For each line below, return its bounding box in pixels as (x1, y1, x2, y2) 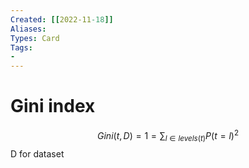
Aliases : (10, 24, 47, 34)
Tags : (10, 42, 33, 53)
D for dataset (10, 147, 65, 160)
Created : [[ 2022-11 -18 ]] (10, 14, 114, 25)
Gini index (10, 95, 96, 118)
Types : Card (10, 33, 60, 43)
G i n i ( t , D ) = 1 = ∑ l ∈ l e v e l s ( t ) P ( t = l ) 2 (96, 128, 239, 144)
